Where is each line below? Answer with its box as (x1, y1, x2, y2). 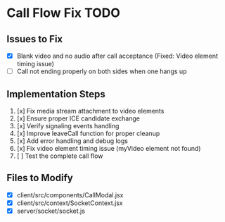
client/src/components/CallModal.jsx (16, 190, 124, 199)
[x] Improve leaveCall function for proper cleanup (16, 129, 160, 137)
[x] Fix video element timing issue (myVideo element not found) (16, 144, 201, 152)
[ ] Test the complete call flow (16, 152, 103, 160)
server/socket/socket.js (16, 206, 86, 215)
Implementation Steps (6, 88, 106, 100)
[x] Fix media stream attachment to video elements (16, 106, 165, 115)
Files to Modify (6, 172, 73, 184)
